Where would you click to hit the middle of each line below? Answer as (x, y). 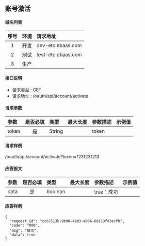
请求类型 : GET (27, 90)
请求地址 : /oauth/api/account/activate (50, 96)
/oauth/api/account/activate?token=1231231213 (52, 157)
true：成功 (106, 192)
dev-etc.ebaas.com (59, 45)
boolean (56, 192)
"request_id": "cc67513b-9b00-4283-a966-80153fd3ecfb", (67, 221)
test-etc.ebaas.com (59, 54)
